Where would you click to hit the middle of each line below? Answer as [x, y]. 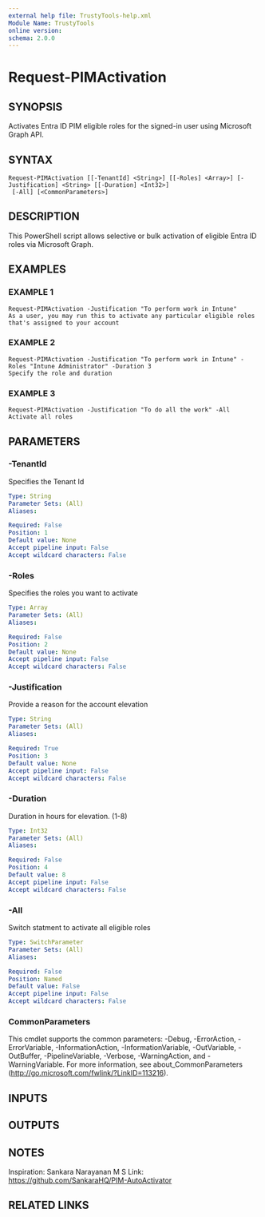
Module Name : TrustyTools [51, 23]
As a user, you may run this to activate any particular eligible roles [132, 316]
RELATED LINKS [49, 1205]
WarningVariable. [37, 1064]
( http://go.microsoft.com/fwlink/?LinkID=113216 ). [89, 1073]
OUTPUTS [34, 1126]
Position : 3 [28, 756]
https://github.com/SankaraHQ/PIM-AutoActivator [90, 1180]
